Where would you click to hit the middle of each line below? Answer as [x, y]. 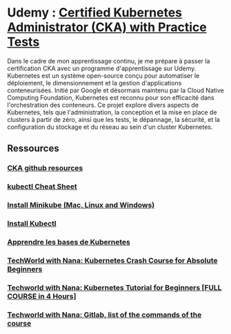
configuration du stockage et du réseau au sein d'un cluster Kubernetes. [110, 127]
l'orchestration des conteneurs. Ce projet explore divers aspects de [103, 105]
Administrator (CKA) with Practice [107, 27]
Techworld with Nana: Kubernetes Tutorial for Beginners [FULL [114, 287]
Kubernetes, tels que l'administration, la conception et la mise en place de [112, 112]
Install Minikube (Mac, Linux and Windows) [81, 205]
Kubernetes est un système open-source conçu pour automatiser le [103, 75]
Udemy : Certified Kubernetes [95, 13]
